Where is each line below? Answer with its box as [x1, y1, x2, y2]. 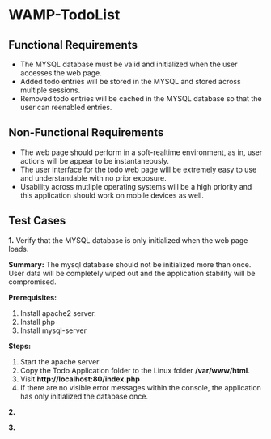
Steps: [8, 341, 31, 351]
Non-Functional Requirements [8, 126, 164, 139]
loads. [8, 244, 29, 254]
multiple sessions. [19, 85, 81, 95]
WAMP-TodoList [8, 6, 121, 24]
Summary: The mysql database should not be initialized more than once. [8, 259, 252, 269]
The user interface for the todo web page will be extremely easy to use [19, 164, 257, 174]
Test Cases [8, 214, 66, 228]
